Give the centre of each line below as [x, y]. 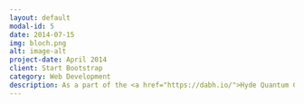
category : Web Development [60, 77]
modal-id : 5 [32, 26]
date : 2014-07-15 [42, 34]
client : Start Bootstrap [56, 69]
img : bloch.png [38, 43]
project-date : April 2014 [58, 60]
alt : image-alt [38, 52]
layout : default [40, 18]
